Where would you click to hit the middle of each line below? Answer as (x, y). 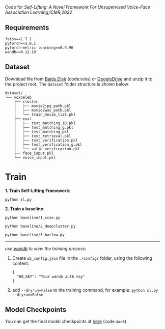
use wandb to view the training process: (46, 248)
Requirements (27, 28)
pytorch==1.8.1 (21, 43)
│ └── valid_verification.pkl (47, 149)
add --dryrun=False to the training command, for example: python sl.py (85, 290)
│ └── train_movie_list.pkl (45, 114)
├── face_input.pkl (34, 153)
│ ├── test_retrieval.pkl (42, 136)
